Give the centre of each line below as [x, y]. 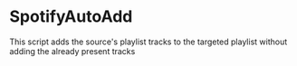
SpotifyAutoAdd [71, 17]
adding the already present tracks [72, 51]
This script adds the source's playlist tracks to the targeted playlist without [148, 42]
